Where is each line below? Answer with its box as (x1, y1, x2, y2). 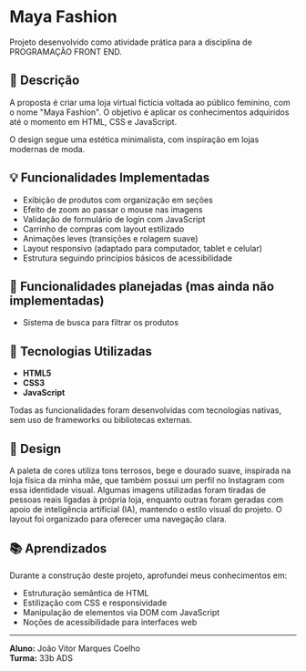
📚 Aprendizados (9, 541, 107, 557)
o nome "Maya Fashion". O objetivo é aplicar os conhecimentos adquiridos (9, 107, 290, 118)
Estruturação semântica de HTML (22, 587, 149, 598)
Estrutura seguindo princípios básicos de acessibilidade (22, 253, 233, 263)
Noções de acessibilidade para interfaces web (22, 616, 198, 627)
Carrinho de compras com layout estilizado (22, 223, 185, 234)
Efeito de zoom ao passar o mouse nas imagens (22, 203, 203, 215)
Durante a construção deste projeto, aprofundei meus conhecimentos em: (9, 570, 288, 581)
